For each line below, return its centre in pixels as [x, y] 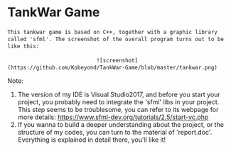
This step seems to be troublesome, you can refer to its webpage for [118, 109]
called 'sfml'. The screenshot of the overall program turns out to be [116, 39]
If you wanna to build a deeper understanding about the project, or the [120, 124]
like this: [23, 46]
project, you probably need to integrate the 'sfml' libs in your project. [118, 102]
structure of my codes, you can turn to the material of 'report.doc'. [115, 132]
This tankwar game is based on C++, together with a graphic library [113, 32]
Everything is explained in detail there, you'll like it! [92, 140]
